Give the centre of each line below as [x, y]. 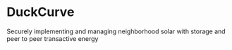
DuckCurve [41, 12]
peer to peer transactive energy [53, 38]
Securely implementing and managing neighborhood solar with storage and [116, 31]
